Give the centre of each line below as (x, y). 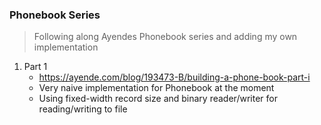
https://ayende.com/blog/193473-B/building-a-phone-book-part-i (174, 77)
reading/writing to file (83, 109)
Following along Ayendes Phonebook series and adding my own (165, 37)
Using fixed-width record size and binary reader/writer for (158, 99)
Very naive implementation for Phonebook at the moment (156, 88)
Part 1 (35, 67)
